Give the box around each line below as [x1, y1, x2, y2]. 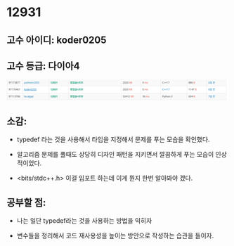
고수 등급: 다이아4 [6, 60, 80, 72]
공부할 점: [6, 196, 46, 208]
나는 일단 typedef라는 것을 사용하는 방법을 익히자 [16, 216, 152, 225]
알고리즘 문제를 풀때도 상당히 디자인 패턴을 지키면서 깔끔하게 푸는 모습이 [16, 150, 214, 159]
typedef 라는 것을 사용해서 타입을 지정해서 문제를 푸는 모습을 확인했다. [16, 135, 210, 144]
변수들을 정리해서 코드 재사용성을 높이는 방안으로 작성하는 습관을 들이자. [16, 231, 214, 240]
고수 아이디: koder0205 [6, 34, 107, 46]
